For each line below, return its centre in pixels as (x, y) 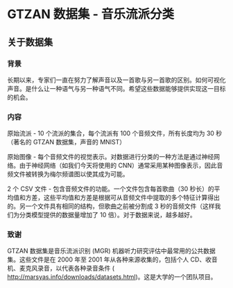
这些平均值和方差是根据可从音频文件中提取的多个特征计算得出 (131, 198)
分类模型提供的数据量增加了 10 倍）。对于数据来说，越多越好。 (107, 215)
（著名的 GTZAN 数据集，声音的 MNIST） (67, 142)
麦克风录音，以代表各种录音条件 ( (67, 269)
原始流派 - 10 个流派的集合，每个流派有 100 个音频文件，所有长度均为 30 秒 (115, 133)
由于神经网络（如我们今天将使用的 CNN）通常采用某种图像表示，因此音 (121, 166)
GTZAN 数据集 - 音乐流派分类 (91, 14)
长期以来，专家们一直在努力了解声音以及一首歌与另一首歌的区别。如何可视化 (116, 80)
